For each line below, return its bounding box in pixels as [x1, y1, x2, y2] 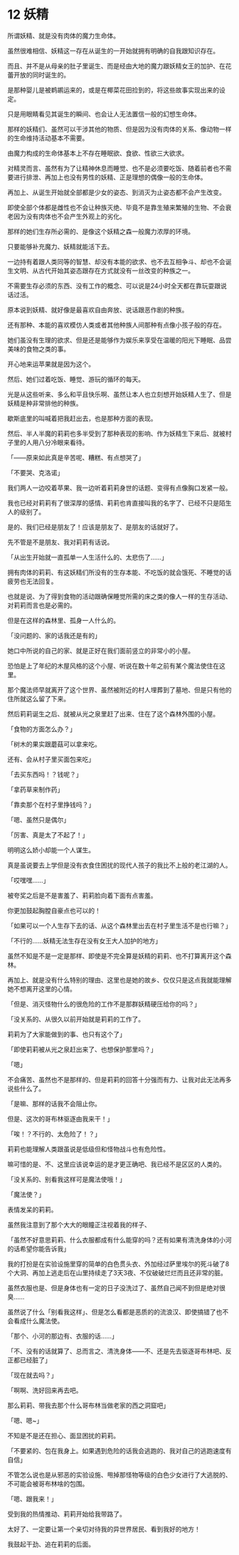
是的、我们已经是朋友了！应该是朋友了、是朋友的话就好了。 [7, 523, 182, 531]
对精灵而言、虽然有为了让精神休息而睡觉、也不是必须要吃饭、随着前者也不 [7, 164, 225, 172]
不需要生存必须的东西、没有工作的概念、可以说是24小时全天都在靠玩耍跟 [7, 281, 221, 290]
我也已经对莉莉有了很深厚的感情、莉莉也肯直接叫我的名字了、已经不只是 [7, 498, 219, 507]
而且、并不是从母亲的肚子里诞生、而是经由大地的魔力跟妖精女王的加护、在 [7, 61, 225, 70]
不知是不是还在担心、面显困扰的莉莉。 [7, 1431, 119, 1440]
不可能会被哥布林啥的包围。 [7, 1479, 89, 1488]
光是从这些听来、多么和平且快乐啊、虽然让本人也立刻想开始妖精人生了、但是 [7, 389, 232, 399]
